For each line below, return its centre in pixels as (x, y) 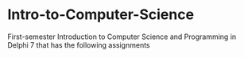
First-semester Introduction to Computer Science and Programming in (122, 37)
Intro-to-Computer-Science (101, 15)
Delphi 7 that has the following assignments (79, 44)
